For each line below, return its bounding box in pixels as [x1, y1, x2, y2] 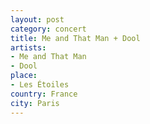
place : [10, 71, 38, 81]
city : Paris [10, 98, 60, 108]
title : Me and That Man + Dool [10, 33, 141, 43]
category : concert [10, 24, 87, 34]
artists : [10, 42, 47, 53]
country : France [10, 89, 78, 99]
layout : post [10, 14, 65, 25]
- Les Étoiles [10, 80, 70, 90]
